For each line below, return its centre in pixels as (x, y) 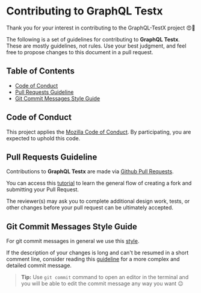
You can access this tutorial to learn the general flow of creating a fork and (99, 183)
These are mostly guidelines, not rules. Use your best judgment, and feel (96, 46)
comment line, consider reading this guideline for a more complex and (93, 259)
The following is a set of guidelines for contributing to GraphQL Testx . (93, 39)
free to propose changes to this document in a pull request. (80, 52)
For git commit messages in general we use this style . (73, 241)
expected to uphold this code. (43, 138)
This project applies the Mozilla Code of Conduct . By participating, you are (99, 132)
